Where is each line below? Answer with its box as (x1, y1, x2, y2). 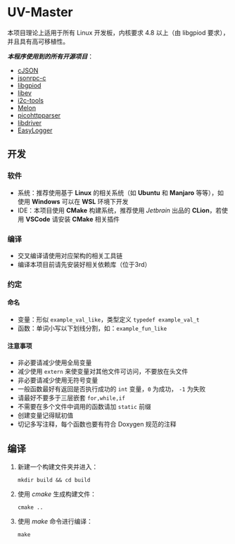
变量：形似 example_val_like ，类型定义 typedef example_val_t (17, 315, 200, 324)
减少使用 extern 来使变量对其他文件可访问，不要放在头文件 (17, 367, 189, 376)
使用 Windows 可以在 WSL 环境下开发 (17, 197, 129, 205)
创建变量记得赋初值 (17, 411, 74, 419)
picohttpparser (17, 110, 61, 120)
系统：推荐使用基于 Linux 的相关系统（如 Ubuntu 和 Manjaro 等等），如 (17, 188, 224, 197)
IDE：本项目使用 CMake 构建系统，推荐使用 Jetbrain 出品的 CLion (17, 205, 210, 215)
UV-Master (7, 4, 73, 20)
